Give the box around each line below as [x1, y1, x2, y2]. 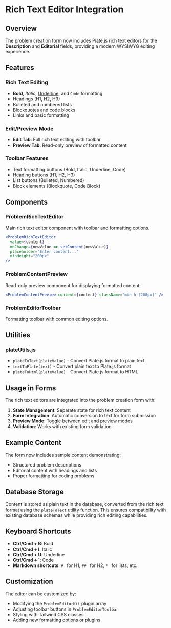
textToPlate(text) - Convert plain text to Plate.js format [12, 363, 132, 370]
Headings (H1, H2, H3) [12, 96, 60, 102]
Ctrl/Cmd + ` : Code [12, 557, 54, 563]
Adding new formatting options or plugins [12, 617, 101, 623]
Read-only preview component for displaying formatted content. [5, 282, 141, 288]
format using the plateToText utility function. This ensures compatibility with [5, 507, 166, 513]
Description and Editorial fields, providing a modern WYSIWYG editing [5, 43, 155, 49]
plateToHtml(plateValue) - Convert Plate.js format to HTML [12, 369, 138, 375]
